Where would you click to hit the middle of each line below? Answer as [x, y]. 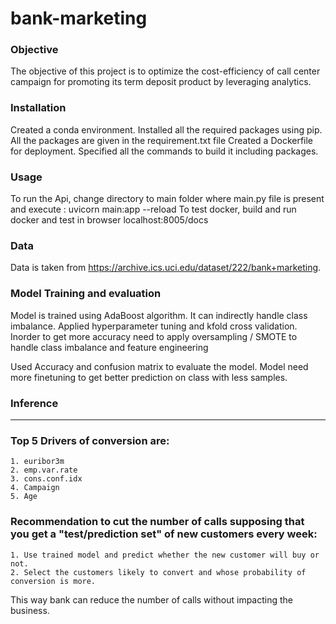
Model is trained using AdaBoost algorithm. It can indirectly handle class [159, 315]
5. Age [24, 497]
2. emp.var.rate [44, 470]
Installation [38, 108]
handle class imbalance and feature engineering [109, 347]
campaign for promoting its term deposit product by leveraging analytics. [161, 82]
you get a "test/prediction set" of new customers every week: [164, 534]
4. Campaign [35, 488]
